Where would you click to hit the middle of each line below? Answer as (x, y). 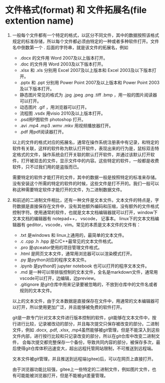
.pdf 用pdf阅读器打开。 (43, 131)
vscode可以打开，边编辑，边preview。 (59, 278)
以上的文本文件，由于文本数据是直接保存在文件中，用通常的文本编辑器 (83, 301)
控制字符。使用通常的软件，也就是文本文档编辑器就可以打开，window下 (85, 212)
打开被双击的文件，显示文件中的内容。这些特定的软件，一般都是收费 (90, 160)
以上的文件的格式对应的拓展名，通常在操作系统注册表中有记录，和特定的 (85, 142)
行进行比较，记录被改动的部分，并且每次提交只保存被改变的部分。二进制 (85, 323)
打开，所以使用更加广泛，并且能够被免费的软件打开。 (70, 307)
